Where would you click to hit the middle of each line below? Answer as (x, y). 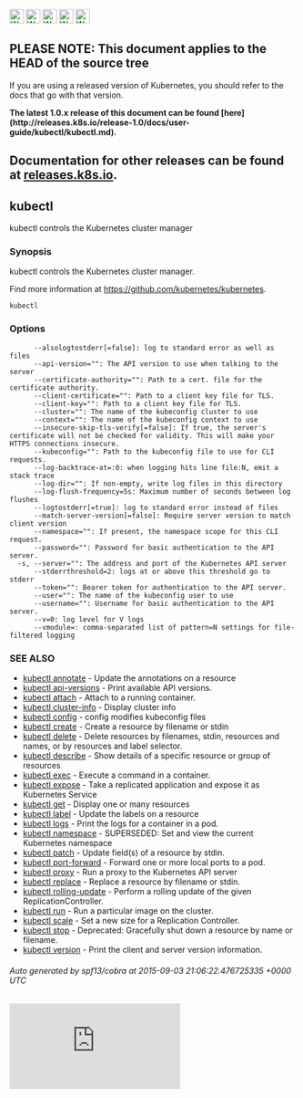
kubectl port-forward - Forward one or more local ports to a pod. (144, 862)
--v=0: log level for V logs (89, 619)
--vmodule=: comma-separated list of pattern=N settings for (152, 627)
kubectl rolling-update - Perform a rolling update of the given (137, 891)
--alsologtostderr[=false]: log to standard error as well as (154, 348)
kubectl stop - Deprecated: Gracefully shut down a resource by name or (157, 930)
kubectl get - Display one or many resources (106, 804)
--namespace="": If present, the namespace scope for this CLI (156, 531)
